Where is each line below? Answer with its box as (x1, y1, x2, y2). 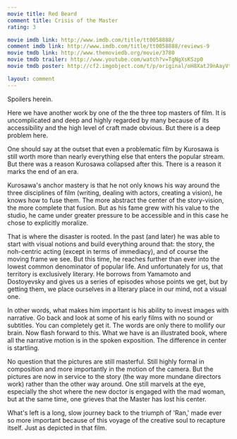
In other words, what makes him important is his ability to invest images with (7, 305, 229, 315)
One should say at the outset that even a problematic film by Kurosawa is (7, 144, 219, 153)
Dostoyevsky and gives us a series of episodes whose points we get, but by (7, 277, 228, 286)
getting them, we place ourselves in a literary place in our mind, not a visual (7, 284, 227, 293)
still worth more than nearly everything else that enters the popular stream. (7, 152, 225, 160)
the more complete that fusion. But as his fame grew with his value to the (7, 203, 220, 212)
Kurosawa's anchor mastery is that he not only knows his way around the (7, 181, 220, 189)
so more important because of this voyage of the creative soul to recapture (7, 416, 226, 424)
